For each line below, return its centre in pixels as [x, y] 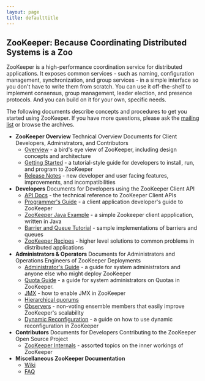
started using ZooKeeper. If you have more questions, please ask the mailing [103, 118]
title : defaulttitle [33, 18]
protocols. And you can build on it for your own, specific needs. [86, 100]
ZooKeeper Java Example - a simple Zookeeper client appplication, [109, 215]
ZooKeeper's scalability [54, 313]
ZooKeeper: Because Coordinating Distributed [97, 43]
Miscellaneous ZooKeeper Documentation [70, 359]
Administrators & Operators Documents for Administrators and [95, 254]
